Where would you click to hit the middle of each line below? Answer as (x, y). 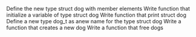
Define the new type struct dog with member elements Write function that (98, 9)
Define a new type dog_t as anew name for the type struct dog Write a (94, 21)
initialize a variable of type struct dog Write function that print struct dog (96, 15)
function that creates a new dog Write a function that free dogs (85, 27)
